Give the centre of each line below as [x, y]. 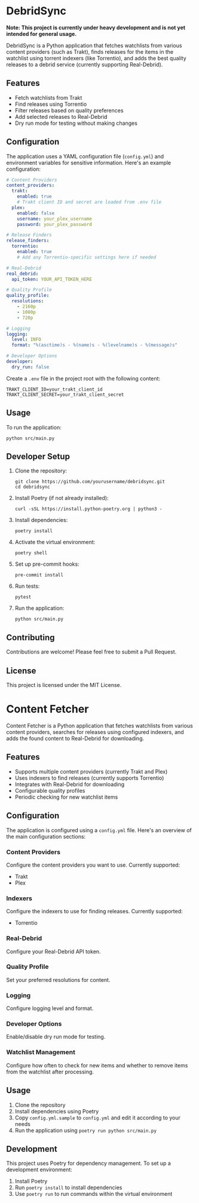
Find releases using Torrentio [51, 104]
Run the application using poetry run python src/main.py [86, 1130]
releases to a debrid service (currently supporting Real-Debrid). [85, 65]
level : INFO [27, 340]
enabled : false [36, 213]
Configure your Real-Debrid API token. [53, 952]
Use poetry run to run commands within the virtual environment [94, 1194]
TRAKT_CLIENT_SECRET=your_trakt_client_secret [65, 395]
